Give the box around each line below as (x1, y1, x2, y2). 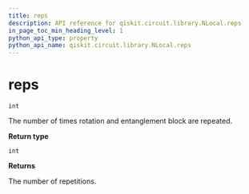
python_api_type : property (8, 34, 98, 42)
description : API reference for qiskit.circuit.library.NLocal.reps (8, 19, 242, 27)
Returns (8, 161, 36, 171)
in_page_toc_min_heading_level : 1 (8, 26, 124, 34)
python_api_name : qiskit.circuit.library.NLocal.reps (8, 42, 192, 49)
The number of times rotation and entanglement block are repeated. (8, 117, 233, 126)
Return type (8, 132, 50, 141)
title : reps (8, 11, 48, 20)
